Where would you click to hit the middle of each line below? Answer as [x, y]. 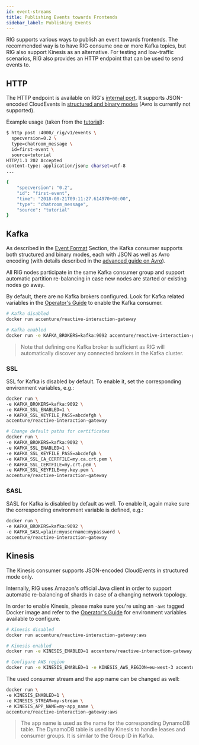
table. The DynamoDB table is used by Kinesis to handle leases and [103, 730]
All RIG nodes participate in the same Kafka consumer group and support [95, 272]
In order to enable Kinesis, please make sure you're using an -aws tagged [95, 606]
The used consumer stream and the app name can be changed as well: [93, 679]
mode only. [20, 576]
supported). [21, 111]
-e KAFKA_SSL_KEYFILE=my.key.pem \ [50, 470]
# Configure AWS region [36, 662]
